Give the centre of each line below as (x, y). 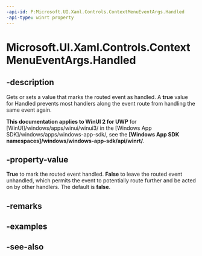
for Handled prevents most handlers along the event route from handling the (101, 103)
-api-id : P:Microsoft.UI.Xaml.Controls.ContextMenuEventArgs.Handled (96, 12)
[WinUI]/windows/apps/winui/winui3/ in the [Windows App (79, 128)
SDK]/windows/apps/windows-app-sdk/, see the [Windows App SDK (93, 134)
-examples (27, 227)
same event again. (29, 110)
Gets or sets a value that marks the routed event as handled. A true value (97, 97)
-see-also (25, 247)
